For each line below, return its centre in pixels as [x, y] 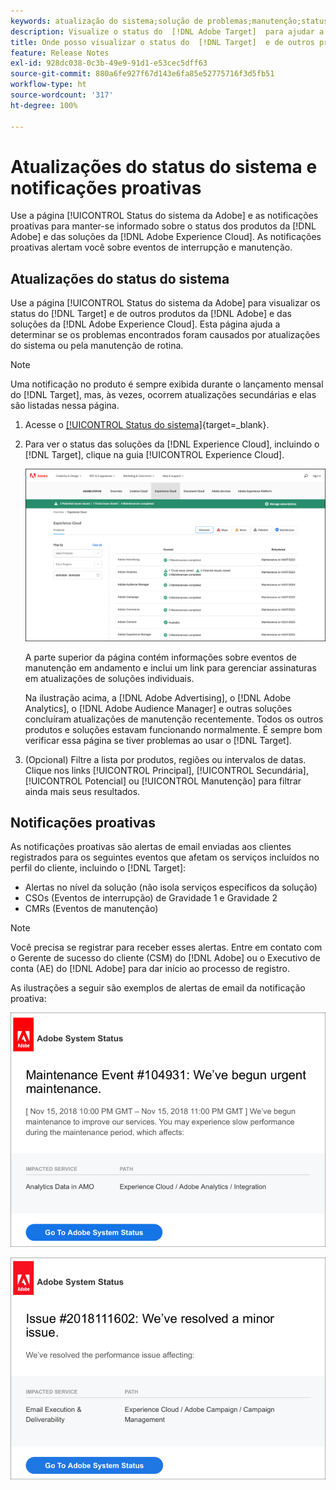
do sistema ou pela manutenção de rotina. [97, 346]
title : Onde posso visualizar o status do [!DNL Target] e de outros [162, 42]
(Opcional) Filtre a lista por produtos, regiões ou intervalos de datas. [165, 759]
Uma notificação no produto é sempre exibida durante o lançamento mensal [167, 384]
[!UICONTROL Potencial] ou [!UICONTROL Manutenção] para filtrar [163, 781]
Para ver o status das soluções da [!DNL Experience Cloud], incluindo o [172, 444]
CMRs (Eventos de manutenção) [91, 909]
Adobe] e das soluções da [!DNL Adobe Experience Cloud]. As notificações [166, 237]
